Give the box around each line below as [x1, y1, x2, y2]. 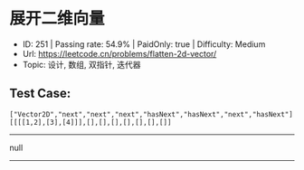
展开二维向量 [9, 8, 106, 29]
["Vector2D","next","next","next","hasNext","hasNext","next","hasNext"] [9, 109, 294, 118]
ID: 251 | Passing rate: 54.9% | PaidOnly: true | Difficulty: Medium [22, 38, 266, 50]
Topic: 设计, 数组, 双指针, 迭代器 [22, 59, 141, 70]
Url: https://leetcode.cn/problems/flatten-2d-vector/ [22, 48, 217, 59]
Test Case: [9, 86, 71, 101]
